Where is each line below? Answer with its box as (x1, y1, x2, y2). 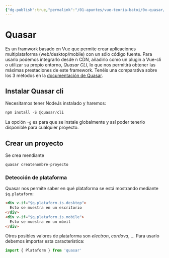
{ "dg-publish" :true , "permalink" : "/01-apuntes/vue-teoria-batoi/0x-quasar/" (5, 7, 167, 13)
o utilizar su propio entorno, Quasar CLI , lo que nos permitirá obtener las (5, 61, 156, 68)
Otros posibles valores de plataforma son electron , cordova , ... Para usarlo (5, 233, 159, 239)
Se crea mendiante (5, 152, 44, 158)
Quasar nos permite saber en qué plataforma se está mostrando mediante (5, 186, 158, 192)
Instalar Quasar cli (5, 87, 64, 96)
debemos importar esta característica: (5, 238, 84, 244)
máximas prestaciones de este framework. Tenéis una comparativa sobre (5, 67, 157, 73)
